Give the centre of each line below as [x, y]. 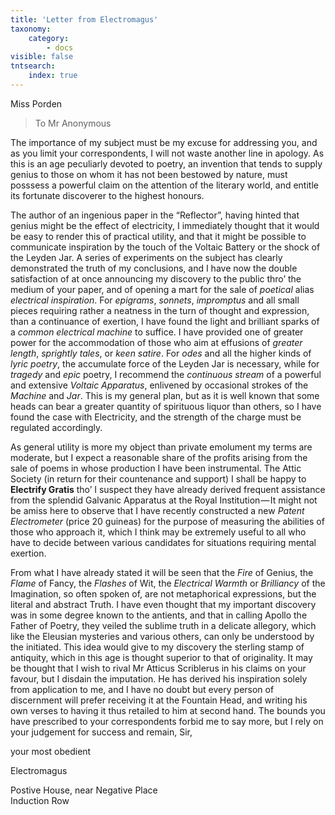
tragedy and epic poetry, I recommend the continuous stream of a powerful [166, 374]
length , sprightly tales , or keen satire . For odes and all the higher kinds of [161, 353]
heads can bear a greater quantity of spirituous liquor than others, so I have [166, 406]
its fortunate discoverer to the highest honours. [107, 195]
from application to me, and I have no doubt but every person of [142, 689]
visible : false [42, 57]
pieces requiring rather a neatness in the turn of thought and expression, [160, 310]
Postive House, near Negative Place [84, 790]
